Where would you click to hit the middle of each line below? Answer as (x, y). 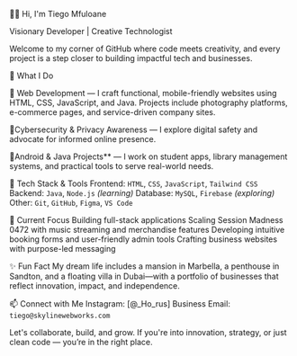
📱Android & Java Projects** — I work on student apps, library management (148, 156)
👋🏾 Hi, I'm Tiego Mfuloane (58, 14)
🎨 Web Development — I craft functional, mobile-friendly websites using (143, 93)
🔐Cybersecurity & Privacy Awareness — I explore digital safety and (134, 129)
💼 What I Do (31, 76)
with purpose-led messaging (63, 249)
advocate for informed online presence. (83, 139)
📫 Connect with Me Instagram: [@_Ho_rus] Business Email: (120, 304)
